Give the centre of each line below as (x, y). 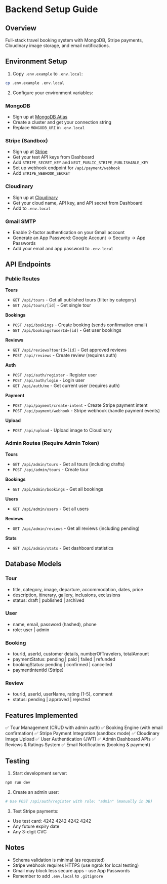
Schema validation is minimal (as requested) (59, 860)
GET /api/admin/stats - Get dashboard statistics (63, 548)
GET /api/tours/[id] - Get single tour (52, 305)
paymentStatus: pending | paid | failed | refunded (64, 659)
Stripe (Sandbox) (27, 140)
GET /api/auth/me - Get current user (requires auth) (66, 386)
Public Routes (23, 279)
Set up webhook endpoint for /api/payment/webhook (66, 168)
